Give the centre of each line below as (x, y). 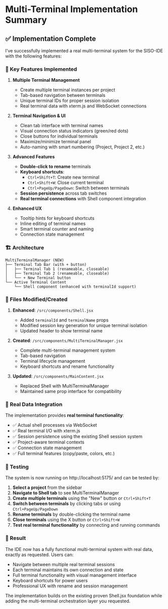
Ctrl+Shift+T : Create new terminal (64, 177)
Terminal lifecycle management (53, 361)
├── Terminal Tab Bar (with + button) (46, 264)
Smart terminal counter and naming (57, 229)
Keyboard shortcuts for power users (50, 580)
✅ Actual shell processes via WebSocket (55, 425)
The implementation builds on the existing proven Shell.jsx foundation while (84, 595)
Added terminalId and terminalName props (64, 320)
